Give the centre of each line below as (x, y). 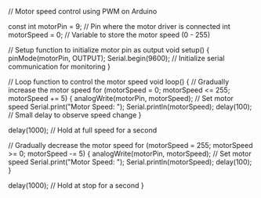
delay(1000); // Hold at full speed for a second (83, 130)
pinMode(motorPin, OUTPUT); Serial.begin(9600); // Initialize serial (116, 58)
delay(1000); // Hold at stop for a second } (76, 185)
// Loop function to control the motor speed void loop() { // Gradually (119, 82)
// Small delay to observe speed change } (75, 115)
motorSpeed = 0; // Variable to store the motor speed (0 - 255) (109, 35)
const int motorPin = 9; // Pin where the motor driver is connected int (120, 26)
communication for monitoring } (60, 67)
